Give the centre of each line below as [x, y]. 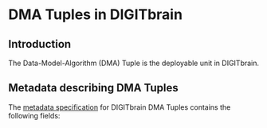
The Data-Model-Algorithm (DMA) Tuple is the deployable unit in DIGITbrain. [134, 63]
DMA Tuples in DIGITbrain [96, 15]
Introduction [40, 44]
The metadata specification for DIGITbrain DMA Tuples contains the [120, 107]
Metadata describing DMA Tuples [94, 88]
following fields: [34, 115]
